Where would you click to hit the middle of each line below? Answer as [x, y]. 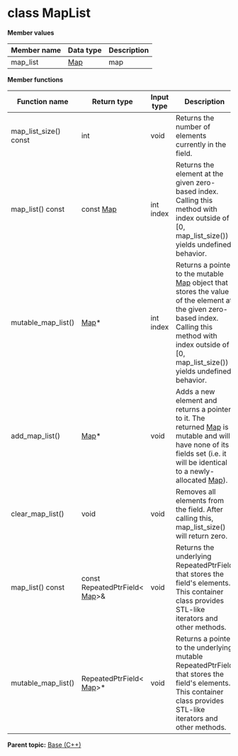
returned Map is [202, 427]
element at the [200, 174]
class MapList [49, 13]
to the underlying [204, 648]
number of [193, 127]
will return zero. [202, 536]
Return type [112, 101]
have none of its [203, 444]
